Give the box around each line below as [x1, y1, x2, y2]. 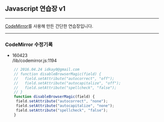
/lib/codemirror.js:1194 [12, 58, 57, 63]
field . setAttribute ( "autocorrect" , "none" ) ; [16, 99, 108, 104]
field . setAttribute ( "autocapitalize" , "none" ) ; [16, 103, 115, 108]
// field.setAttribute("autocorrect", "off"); [14, 76, 115, 81]
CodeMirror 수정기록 [5, 41, 53, 48]
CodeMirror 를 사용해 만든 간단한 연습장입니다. [5, 23, 94, 29]
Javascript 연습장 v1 [5, 4, 66, 13]
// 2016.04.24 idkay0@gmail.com [14, 67, 80, 72]
